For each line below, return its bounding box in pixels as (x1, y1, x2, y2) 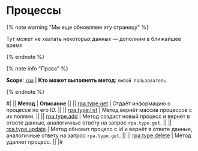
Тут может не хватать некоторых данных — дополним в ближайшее (6, 35, 182, 42)
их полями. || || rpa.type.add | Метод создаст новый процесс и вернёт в (6, 112, 190, 120)
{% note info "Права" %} (6, 64, 69, 72)
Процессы (6, 4, 61, 17)
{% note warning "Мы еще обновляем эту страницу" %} (6, 23, 149, 31)
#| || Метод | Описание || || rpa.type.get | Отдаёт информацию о (6, 100, 171, 107)
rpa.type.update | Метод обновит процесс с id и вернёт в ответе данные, (6, 125, 193, 132)
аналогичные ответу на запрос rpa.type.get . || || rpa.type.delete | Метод (6, 132, 191, 139)
